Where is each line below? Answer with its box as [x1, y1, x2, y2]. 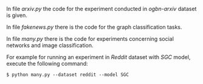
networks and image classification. [6, 42, 94, 49]
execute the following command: [6, 60, 88, 67]
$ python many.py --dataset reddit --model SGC [6, 72, 129, 78]
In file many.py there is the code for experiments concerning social [6, 35, 174, 42]
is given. [6, 12, 27, 19]
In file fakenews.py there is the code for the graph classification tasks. [6, 24, 182, 30]
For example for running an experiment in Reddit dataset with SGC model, [6, 54, 191, 60]
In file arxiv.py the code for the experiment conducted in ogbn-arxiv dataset [6, 5, 197, 12]
